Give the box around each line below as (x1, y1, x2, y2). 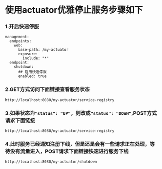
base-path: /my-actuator (18, 47, 69, 52)
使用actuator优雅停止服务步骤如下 (5, 4, 143, 16)
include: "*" (22, 56, 49, 61)
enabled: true (18, 74, 47, 79)
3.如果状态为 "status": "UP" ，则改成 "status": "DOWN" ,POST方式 (5, 109, 157, 116)
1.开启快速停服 (5, 23, 39, 30)
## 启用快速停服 (18, 69, 47, 75)
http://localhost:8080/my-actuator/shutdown (5, 159, 97, 164)
